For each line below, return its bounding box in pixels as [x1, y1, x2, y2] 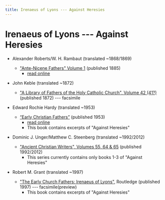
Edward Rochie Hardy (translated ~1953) [12, 104, 95, 110]
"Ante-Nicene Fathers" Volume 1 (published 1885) [19, 65, 121, 71]
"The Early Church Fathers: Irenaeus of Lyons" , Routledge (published [19, 179, 160, 185]
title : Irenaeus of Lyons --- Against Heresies [5, 7, 105, 12]
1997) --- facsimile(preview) [19, 184, 77, 190]
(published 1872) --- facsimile [19, 95, 81, 100]
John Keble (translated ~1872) [12, 80, 74, 86]
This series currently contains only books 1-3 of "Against [27, 154, 143, 160]
